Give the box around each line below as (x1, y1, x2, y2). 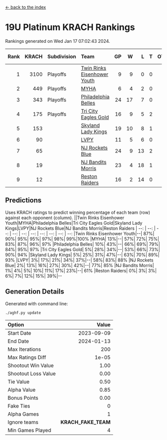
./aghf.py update (5, 310, 41, 315)
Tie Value (7, 378, 30, 385)
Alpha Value (7, 386, 36, 393)
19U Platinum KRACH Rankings (5, 22, 135, 33)
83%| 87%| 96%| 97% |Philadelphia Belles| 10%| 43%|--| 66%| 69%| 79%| (5, 241, 160, 247)
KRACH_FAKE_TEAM (60, 419, 111, 426)
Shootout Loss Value (7, 370, 56, 377)
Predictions (5, 196, 42, 205)
